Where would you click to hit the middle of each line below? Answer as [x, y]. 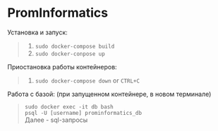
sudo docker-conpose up [70, 54]
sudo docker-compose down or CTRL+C [87, 80]
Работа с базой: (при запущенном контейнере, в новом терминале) [109, 94]
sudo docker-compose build [75, 46]
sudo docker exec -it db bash [69, 106]
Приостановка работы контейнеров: [62, 67]
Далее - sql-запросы [56, 120]
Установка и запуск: [38, 32]
